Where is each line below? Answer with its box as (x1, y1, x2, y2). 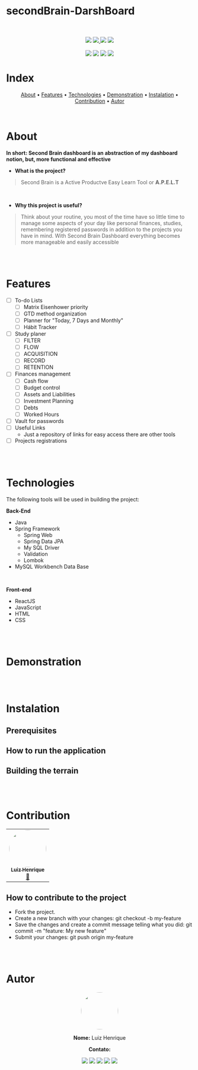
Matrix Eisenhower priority (23, 303, 88, 310)
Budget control (23, 384, 60, 391)
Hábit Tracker (23, 324, 58, 330)
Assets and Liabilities (23, 390, 76, 397)
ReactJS (14, 598, 36, 604)
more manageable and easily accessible (20, 238, 119, 245)
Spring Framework (14, 525, 60, 532)
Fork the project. (14, 908, 56, 916)
